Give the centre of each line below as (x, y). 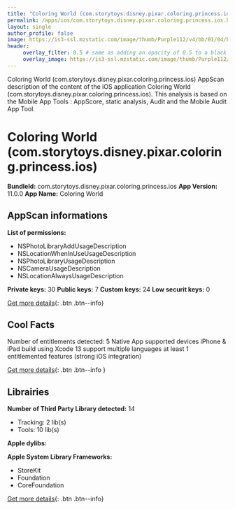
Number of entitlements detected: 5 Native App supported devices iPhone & (117, 342)
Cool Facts (31, 325)
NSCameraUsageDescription (59, 268)
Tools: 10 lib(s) (38, 430)
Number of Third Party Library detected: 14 (71, 409)
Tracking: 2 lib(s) (42, 422)
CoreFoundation (41, 485)
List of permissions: (37, 232)
